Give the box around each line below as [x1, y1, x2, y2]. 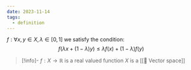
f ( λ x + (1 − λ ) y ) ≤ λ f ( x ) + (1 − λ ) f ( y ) [58, 45, 144, 52]
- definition [12, 20, 45, 26]
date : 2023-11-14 [7, 8, 50, 15]
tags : [7, 14, 20, 20]
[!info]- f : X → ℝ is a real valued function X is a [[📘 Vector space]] [21, 57, 186, 64]
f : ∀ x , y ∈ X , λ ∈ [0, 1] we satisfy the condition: [7, 36, 125, 43]
